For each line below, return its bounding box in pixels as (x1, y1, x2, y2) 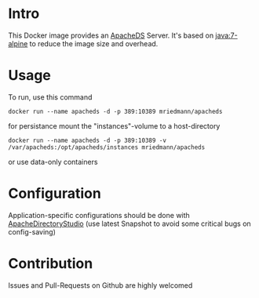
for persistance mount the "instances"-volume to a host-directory (8, 121, 221, 130)
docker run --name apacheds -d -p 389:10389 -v (8, 136, 167, 144)
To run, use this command (8, 92, 93, 102)
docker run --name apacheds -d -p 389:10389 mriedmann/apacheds (8, 107, 223, 115)
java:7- (215, 31, 238, 40)
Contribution (8, 255, 93, 272)
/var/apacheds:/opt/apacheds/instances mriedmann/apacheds (8, 143, 206, 151)
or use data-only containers (8, 157, 98, 166)
